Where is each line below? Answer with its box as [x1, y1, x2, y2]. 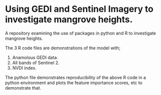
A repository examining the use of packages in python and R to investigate [5, 30, 156, 36]
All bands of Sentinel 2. [12, 60, 60, 65]
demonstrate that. [5, 85, 41, 91]
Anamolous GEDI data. [12, 54, 58, 60]
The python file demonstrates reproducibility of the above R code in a [5, 74, 146, 80]
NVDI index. [12, 65, 37, 71]
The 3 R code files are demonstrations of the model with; [5, 45, 121, 51]
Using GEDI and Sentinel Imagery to [5, 3, 154, 15]
